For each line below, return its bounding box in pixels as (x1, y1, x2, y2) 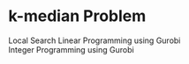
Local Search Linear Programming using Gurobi (8, 35, 181, 46)
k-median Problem (8, 6, 147, 26)
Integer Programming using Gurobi (8, 44, 134, 54)
